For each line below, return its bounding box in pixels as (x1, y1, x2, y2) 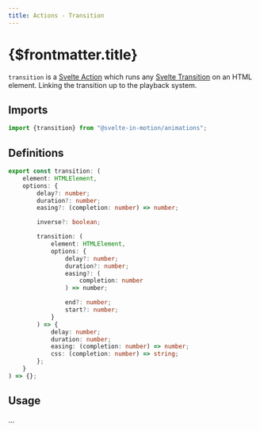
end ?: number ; (64, 299, 112, 307)
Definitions (8, 146, 64, 159)
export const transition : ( (8, 167, 101, 175)
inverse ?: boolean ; (36, 219, 101, 227)
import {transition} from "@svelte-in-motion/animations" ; (8, 124, 208, 132)
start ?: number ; (64, 306, 119, 314)
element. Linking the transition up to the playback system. (8, 80, 197, 90)
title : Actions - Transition (8, 11, 105, 20)
